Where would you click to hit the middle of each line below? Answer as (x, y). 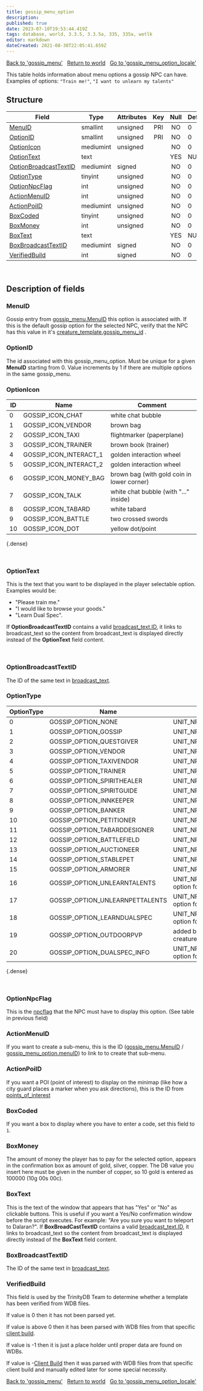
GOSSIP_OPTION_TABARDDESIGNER (101, 830)
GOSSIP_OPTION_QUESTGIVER (94, 741)
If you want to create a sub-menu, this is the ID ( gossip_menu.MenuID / (95, 1047)
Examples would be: (31, 591)
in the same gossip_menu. (39, 374)
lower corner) (130, 481)
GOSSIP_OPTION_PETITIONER (92, 820)
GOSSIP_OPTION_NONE (84, 722)
